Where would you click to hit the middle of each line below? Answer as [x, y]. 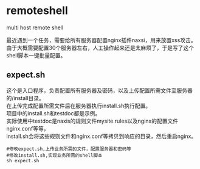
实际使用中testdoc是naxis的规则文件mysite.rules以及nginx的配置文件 [92, 121]
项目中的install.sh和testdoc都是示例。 [53, 113]
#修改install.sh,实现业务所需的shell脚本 [54, 155]
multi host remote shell [35, 27]
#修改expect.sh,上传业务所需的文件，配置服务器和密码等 [69, 149]
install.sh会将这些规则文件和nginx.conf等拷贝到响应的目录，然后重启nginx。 [102, 136]
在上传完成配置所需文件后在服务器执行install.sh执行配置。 [79, 106]
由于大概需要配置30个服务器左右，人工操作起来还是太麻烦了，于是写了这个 [100, 48]
